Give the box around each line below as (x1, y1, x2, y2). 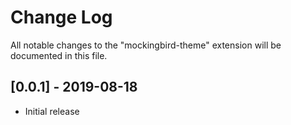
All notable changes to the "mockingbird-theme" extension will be (10, 39, 282, 51)
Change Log (10, 6, 113, 29)
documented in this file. (10, 49, 108, 61)
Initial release (24, 105, 80, 117)
